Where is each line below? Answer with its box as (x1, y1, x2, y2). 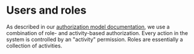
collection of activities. (6, 42, 63, 49)
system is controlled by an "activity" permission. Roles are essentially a (6, 36, 183, 43)
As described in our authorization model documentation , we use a (6, 23, 170, 30)
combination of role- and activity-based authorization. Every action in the (6, 29, 189, 36)
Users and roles (6, 4, 87, 17)
